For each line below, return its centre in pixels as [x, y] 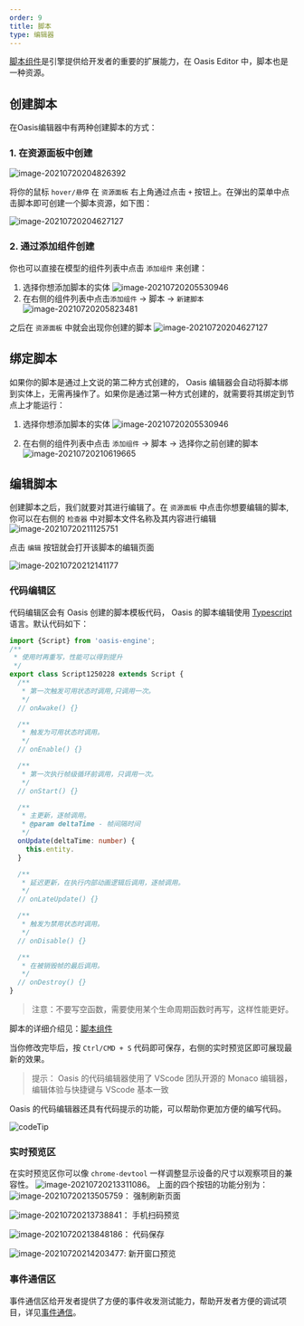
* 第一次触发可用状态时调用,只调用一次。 [88, 691]
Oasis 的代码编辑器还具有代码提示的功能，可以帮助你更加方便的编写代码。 [148, 1109]
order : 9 [26, 18]
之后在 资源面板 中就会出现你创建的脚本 [81, 327]
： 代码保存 [143, 1235]
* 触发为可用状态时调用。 [62, 733]
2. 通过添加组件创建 [52, 247]
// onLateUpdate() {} [58, 900]
